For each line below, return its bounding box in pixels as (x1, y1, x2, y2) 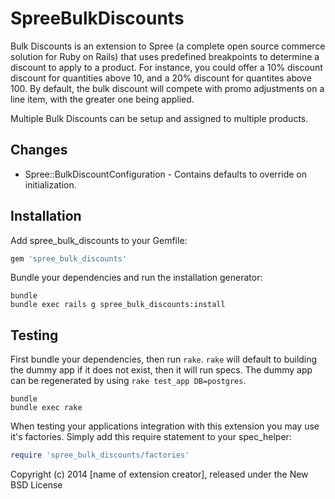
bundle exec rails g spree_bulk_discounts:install (10, 300, 226, 310)
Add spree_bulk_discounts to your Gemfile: (10, 234, 188, 246)
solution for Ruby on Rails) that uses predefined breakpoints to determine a (10, 50, 320, 62)
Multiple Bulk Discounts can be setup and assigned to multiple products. (10, 112, 309, 124)
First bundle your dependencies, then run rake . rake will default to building (10, 353, 318, 366)
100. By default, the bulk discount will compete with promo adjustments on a (10, 82, 325, 94)
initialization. (24, 178, 77, 191)
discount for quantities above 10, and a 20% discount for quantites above (10, 72, 312, 84)
